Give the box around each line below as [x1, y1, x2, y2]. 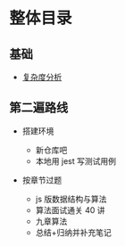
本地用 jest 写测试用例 [35, 155, 116, 166]
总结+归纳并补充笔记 [35, 226, 112, 237]
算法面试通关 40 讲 [35, 204, 105, 215]
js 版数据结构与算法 [35, 193, 107, 204]
